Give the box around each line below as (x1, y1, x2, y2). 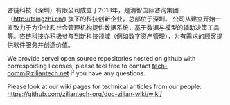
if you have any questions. (70, 69, 145, 77)
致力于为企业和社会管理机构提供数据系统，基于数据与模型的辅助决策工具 (12, 23, 220, 31)
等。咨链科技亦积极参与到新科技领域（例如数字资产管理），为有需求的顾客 (7, 32, 217, 40)
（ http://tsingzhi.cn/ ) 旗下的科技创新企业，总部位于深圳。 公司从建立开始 (7, 15, 215, 23)
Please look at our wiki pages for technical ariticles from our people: (7, 82, 202, 90)
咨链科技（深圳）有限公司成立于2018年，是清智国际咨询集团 (7, 6, 179, 14)
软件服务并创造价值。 (12, 41, 74, 48)
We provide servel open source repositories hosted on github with (7, 55, 196, 62)
